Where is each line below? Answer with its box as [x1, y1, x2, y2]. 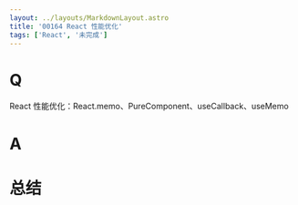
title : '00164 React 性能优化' [9, 22, 123, 31]
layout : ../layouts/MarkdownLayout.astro [9, 13, 170, 23]
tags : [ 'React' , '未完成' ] [9, 30, 108, 39]
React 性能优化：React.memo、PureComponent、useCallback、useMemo [9, 101, 289, 112]
